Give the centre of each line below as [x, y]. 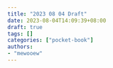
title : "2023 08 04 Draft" [47, 14]
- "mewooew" [25, 54]
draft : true [25, 27]
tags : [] [20, 34]
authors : [20, 47]
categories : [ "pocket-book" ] [50, 40]
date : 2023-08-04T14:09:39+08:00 [57, 21]
